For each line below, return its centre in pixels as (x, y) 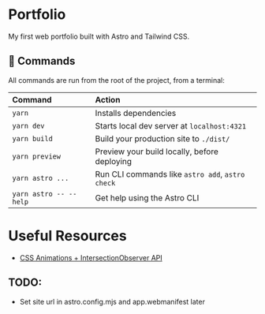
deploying (114, 161)
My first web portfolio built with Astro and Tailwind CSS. (99, 36)
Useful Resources (68, 235)
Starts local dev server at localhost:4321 (171, 125)
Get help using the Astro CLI (147, 197)
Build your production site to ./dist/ (162, 138)
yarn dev (28, 125)
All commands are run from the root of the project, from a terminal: (116, 80)
